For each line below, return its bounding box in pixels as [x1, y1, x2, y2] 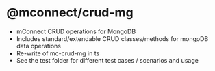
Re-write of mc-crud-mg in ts [16, 49, 100, 57]
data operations [16, 42, 61, 50]
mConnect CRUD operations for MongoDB [16, 27, 136, 35]
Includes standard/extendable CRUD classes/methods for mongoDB [16, 34, 209, 42]
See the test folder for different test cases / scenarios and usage [16, 56, 199, 64]
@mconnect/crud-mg [6, 5, 134, 20]
